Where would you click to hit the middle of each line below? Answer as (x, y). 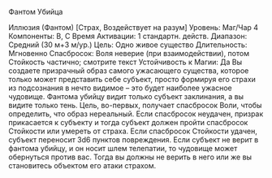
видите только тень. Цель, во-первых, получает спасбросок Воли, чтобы (135, 105)
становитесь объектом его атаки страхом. (82, 165)
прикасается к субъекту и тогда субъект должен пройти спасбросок (128, 122)
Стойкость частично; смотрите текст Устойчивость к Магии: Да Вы (125, 62)
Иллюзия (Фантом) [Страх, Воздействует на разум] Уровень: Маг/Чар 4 (133, 27)
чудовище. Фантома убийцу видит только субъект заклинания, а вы (126, 96)
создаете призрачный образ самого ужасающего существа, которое (129, 71)
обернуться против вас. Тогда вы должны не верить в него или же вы (130, 157)
